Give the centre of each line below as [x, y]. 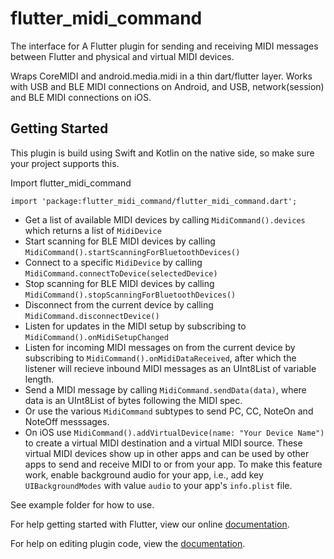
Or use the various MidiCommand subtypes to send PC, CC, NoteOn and [169, 411]
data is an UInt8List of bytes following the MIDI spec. [133, 400]
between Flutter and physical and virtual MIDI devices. [122, 56]
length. [39, 379]
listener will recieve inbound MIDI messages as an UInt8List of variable [170, 368]
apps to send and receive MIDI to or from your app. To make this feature [173, 464]
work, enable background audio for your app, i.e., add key [144, 474]
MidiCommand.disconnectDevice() [92, 316]
